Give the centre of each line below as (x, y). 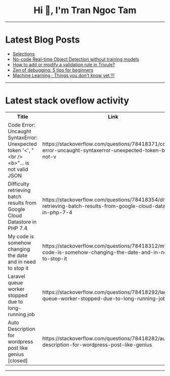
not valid (18, 169)
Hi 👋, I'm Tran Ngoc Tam (85, 10)
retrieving (19, 190)
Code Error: (22, 125)
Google (16, 209)
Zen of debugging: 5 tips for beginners (53, 70)
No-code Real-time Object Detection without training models (76, 59)
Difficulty (18, 183)
